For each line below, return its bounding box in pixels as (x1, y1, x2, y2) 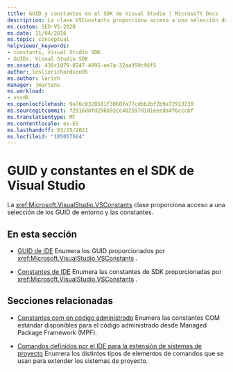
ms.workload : (7, 88, 45, 95)
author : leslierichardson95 (7, 68, 89, 75)
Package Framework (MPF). (17, 328, 97, 337)
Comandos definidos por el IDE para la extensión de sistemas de (17, 341, 202, 350)
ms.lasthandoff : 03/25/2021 (7, 127, 89, 134)
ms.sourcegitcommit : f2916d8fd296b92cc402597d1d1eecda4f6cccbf (7, 107, 194, 114)
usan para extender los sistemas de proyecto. (17, 356, 148, 365)
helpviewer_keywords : (7, 42, 70, 49)
